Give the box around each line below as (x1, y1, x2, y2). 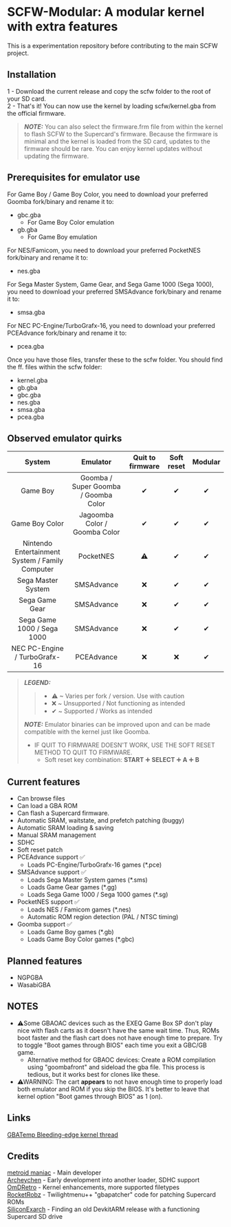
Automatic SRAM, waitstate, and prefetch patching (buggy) (16, 816, 185, 825)
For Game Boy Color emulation (27, 218, 115, 226)
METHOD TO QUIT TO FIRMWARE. (34, 748, 133, 756)
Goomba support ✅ (16, 920, 72, 929)
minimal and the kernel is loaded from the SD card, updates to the (23, 137, 211, 145)
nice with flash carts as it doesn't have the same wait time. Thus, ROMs (16, 1026, 220, 1034)
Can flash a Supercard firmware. (16, 809, 110, 817)
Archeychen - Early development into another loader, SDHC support (7, 1176, 200, 1184)
